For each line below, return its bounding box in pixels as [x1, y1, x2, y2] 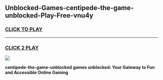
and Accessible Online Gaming [5, 69, 68, 75]
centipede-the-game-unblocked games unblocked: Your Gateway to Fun [5, 64, 155, 70]
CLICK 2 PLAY [5, 44, 39, 51]
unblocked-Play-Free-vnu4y [5, 12, 94, 20]
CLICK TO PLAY [5, 26, 43, 33]
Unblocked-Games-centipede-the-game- [5, 4, 134, 12]
